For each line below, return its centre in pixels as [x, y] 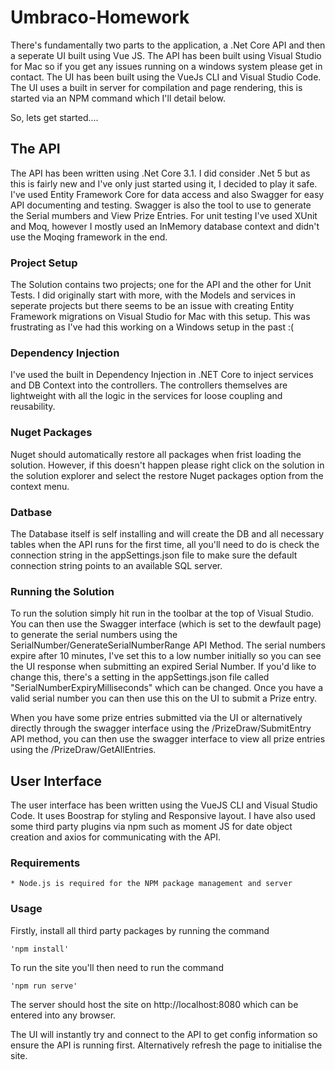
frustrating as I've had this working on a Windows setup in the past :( [152, 327]
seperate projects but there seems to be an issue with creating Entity [152, 306]
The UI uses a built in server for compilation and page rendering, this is [156, 87]
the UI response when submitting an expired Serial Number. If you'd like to [163, 667]
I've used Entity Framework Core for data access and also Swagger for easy [167, 194]
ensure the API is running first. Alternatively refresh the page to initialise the [166, 1045]
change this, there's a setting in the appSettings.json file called [140, 677]
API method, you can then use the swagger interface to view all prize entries [168, 739]
